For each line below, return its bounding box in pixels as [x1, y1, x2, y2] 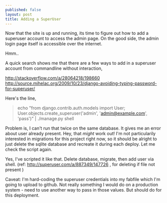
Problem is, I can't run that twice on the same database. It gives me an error [5, 125, 161, 131]
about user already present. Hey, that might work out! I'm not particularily [5, 131, 156, 137]
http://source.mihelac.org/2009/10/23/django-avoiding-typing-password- [5, 80, 157, 86]
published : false [5, 7, 41, 12]
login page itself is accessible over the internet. [5, 41, 102, 47]
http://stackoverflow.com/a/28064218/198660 [5, 75, 100, 81]
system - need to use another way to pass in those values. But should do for [5, 187, 162, 193]
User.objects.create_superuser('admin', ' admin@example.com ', [17, 110, 148, 116]
